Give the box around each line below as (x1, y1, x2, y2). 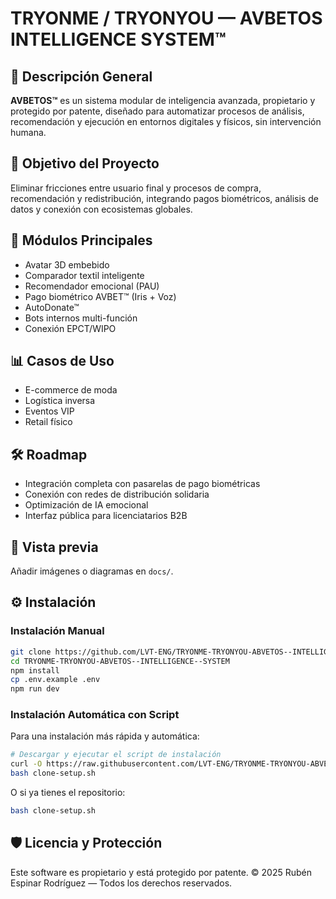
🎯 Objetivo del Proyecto (10, 155, 160, 172)
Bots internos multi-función (24, 312, 138, 324)
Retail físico (24, 416, 73, 428)
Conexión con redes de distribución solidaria (24, 488, 210, 501)
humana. (10, 127, 47, 138)
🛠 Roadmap (10, 446, 88, 463)
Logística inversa (24, 395, 96, 407)
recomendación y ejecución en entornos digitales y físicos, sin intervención (10, 116, 322, 127)
